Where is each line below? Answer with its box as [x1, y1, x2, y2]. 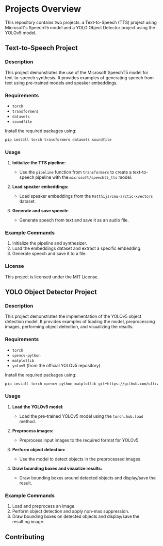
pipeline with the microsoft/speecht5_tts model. [35, 174, 132, 180]
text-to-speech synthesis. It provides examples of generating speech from [5, 74, 154, 81]
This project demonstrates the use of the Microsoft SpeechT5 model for [5, 69, 149, 75]
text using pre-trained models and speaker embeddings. [5, 80, 118, 85]
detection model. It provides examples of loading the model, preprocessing [5, 319, 155, 324]
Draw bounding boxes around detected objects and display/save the [19, 475, 156, 480]
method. [19, 418, 36, 424]
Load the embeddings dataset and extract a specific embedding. [12, 245, 142, 251]
